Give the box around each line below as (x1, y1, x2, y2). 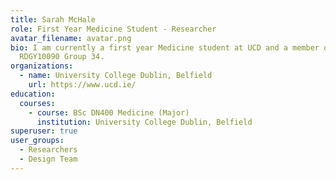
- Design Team (19, 154, 78, 164)
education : (10, 89, 56, 99)
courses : (19, 98, 56, 108)
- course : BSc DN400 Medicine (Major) (28, 107, 190, 118)
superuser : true (10, 126, 78, 136)
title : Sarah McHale (10, 14, 97, 25)
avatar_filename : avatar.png (10, 33, 132, 43)
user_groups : (10, 136, 65, 146)
